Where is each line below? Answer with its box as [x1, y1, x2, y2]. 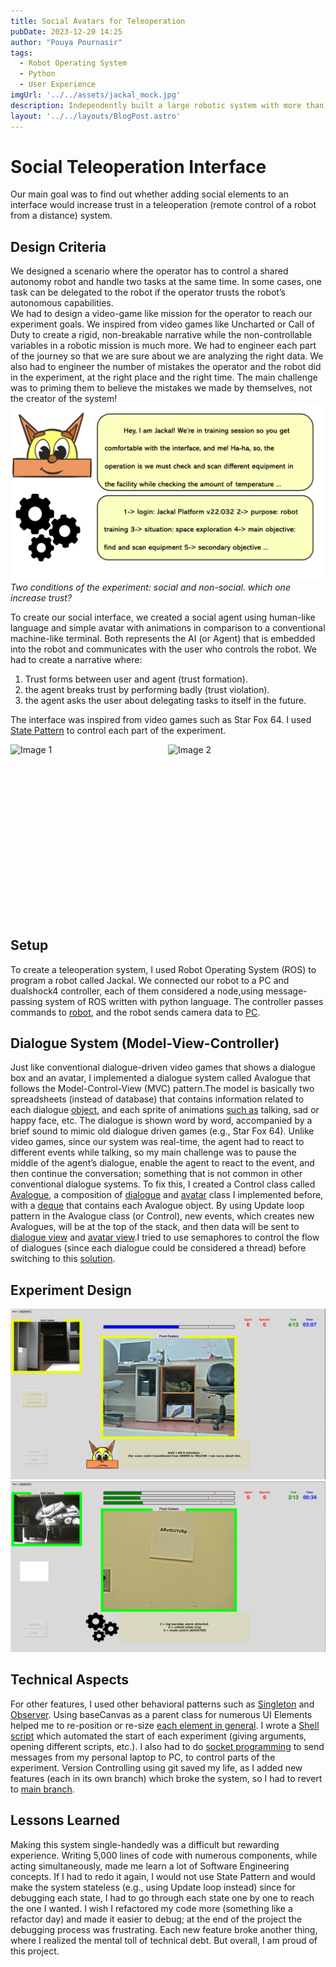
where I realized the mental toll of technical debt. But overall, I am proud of [10, 1934, 318, 1946]
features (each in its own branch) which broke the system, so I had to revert [10, 1772, 323, 1784]
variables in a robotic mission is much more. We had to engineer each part [10, 340, 317, 352]
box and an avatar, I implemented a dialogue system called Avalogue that [10, 1072, 312, 1084]
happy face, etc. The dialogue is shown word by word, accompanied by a [10, 1115, 313, 1127]
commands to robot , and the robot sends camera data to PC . [10, 1006, 261, 1018]
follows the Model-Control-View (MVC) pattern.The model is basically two [10, 1083, 315, 1095]
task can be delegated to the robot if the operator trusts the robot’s [10, 286, 286, 299]
